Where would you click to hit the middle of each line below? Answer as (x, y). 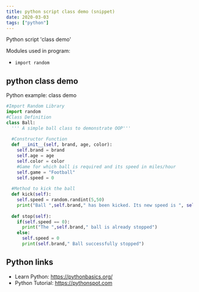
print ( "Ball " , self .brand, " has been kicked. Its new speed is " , (100, 205)
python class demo (42, 81)
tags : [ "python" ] (28, 23)
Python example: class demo (41, 95)
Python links (30, 262)
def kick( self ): (31, 194)
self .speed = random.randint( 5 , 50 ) (61, 200)
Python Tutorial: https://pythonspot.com (63, 283)
